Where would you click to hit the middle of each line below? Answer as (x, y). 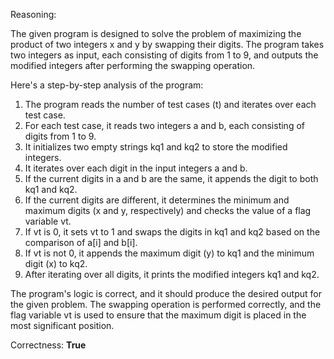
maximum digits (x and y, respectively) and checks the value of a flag (168, 210)
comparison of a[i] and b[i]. (81, 242)
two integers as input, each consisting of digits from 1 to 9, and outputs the (164, 55)
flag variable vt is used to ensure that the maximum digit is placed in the (158, 315)
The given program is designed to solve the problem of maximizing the (156, 33)
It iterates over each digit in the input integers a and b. (136, 168)
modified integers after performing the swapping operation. (133, 65)
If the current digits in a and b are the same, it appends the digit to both (171, 178)
